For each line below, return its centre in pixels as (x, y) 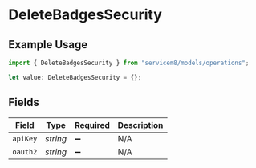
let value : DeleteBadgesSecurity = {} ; (75, 77)
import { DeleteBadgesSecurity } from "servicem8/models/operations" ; (129, 63)
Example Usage (48, 45)
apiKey (25, 139)
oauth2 (25, 152)
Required (93, 125)
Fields (24, 102)
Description (140, 125)
